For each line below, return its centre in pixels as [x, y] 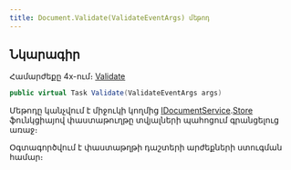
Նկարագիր [45, 55]
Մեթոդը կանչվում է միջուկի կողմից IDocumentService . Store [131, 111]
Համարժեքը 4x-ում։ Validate [68, 76]
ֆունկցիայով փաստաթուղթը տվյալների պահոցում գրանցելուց [145, 120]
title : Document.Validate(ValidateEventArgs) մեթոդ [109, 18]
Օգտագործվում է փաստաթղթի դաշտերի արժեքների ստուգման [146, 147]
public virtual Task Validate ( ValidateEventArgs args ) [116, 93]
